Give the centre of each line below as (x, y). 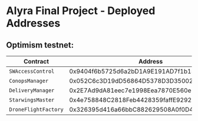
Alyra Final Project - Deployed (81, 11)
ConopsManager (29, 81)
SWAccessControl (32, 71)
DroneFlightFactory (36, 110)
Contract (36, 61)
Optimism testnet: (40, 45)
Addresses (33, 23)
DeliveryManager (32, 90)
